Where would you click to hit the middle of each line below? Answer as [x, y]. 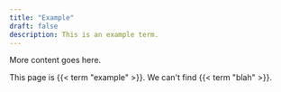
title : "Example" [42, 18]
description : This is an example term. [84, 34]
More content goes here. [55, 60]
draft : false [34, 26]
